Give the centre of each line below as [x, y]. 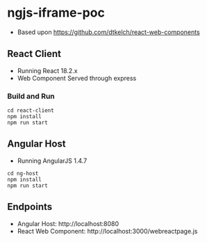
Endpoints [30, 207]
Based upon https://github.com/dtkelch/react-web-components [108, 32]
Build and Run [31, 96]
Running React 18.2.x [47, 70]
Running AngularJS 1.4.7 [52, 161]
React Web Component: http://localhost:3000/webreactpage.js [107, 231]
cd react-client [31, 111]
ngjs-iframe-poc [56, 13]
